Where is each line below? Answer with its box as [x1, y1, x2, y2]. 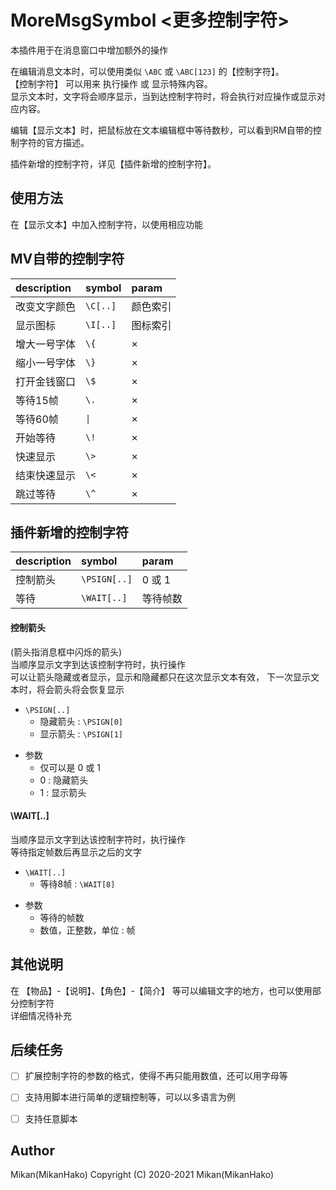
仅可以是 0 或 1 [39, 761, 101, 773]
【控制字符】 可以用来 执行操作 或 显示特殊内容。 [10, 77, 213, 90]
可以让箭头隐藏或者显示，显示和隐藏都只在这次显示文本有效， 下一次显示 [10, 671, 311, 683]
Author [10, 1142, 55, 1159]
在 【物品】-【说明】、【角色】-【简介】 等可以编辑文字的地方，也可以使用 [10, 984, 313, 996]
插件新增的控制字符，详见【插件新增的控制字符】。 [10, 157, 217, 170]
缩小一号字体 [15, 356, 77, 370]
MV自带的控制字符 [10, 251, 125, 268]
